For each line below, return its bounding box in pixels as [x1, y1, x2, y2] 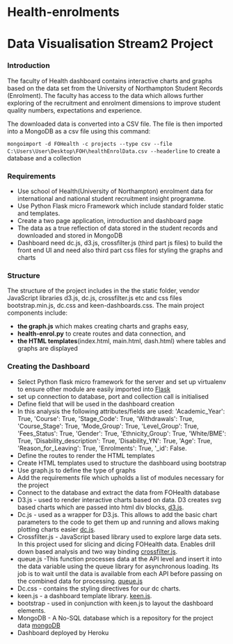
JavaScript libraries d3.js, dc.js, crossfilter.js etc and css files [7, 294, 182, 302]
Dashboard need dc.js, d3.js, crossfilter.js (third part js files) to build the [17, 238, 223, 247]
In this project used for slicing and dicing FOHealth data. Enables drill [17, 540, 216, 548]
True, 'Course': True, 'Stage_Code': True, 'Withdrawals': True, [17, 414, 195, 422]
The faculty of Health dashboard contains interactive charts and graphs [7, 76, 213, 85]
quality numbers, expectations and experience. [7, 106, 143, 115]
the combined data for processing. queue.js [17, 577, 143, 585]
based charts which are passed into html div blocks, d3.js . [17, 503, 184, 511]
